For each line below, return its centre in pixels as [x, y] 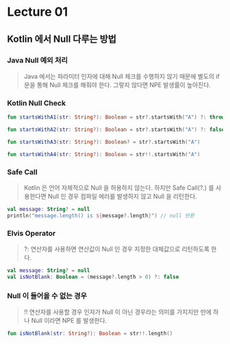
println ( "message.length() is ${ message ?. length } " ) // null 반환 [101, 216]
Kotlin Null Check [37, 103]
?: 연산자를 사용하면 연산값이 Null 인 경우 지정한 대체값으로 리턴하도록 [117, 249]
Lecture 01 [38, 12]
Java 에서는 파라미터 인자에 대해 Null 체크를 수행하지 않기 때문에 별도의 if [122, 76]
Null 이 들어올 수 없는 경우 [47, 295]
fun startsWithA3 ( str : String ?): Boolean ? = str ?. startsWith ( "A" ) [104, 142]
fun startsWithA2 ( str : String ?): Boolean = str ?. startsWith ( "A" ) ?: [107, 130]
